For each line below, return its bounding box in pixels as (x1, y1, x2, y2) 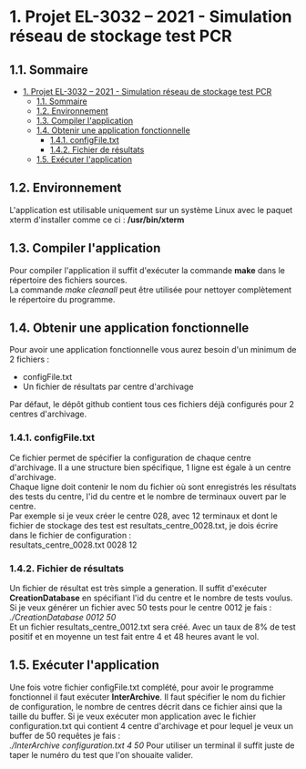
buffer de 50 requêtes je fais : (9, 730, 121, 741)
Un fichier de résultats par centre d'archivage (22, 381, 194, 393)
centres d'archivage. (9, 408, 87, 420)
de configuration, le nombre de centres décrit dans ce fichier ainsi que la (9, 701, 283, 712)
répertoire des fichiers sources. (9, 274, 127, 285)
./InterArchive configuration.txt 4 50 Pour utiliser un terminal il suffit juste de (9, 740, 295, 751)
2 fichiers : (9, 354, 50, 365)
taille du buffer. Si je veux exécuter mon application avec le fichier (9, 711, 257, 722)
